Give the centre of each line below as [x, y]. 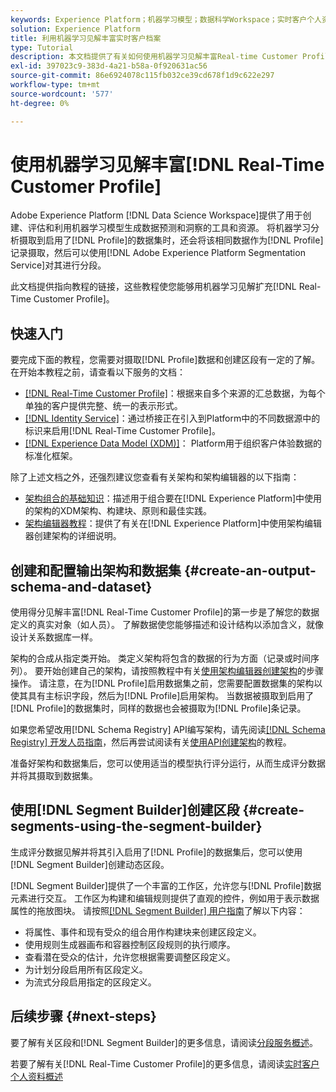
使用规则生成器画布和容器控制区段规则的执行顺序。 [130, 944]
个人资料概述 [36, 1076]
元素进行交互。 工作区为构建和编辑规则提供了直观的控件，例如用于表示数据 [165, 898]
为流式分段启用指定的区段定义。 [90, 982]
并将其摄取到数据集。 [54, 776]
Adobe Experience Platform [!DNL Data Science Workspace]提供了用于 [156, 215]
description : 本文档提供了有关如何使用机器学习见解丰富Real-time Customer [154, 57]
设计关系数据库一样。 [54, 637]
